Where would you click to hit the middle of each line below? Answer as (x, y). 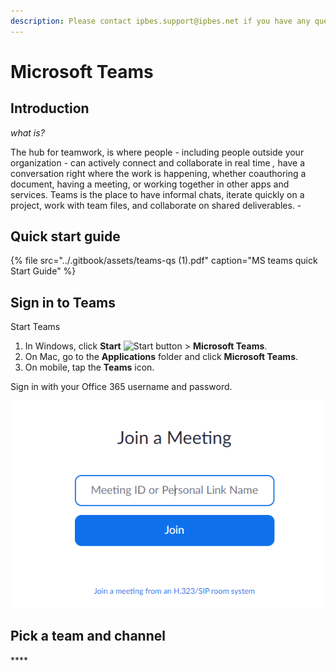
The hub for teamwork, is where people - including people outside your (157, 152)
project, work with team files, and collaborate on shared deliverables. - (156, 205)
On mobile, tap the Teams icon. (89, 367)
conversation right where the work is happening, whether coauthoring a (158, 173)
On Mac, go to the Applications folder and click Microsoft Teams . (161, 357)
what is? (27, 132)
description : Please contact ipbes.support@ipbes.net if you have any (160, 21)
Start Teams (35, 327)
